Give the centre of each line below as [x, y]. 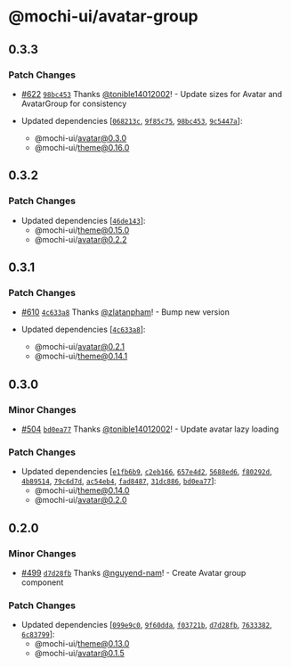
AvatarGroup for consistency [74, 103]
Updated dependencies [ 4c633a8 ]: [83, 329]
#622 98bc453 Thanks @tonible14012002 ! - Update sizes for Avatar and [151, 94]
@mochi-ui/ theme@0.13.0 [82, 644]
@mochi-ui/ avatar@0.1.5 [80, 654]
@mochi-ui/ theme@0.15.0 [82, 230]
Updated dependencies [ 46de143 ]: [83, 220]
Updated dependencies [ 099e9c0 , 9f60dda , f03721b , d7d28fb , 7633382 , [146, 625]
